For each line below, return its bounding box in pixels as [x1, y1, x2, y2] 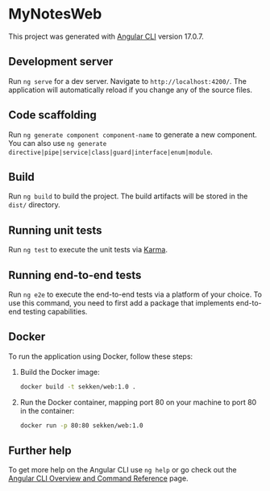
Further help [8, 443, 73, 457]
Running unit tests [8, 223, 102, 237]
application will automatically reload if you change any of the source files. [8, 85, 252, 94]
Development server [8, 55, 114, 69]
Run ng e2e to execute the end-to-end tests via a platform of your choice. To [8, 289, 263, 299]
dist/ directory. [8, 200, 60, 210]
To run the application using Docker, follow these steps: [8, 352, 193, 361]
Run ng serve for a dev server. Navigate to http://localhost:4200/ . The [8, 76, 247, 85]
